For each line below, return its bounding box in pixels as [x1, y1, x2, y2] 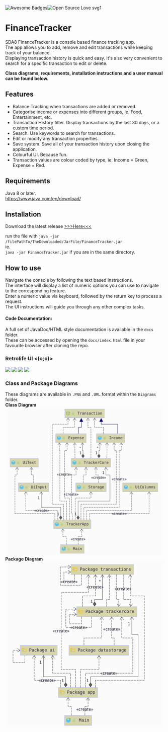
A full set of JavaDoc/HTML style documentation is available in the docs [5, 327, 153, 333]
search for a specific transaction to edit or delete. [5, 60, 108, 66]
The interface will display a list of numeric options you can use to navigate [5, 282, 159, 289]
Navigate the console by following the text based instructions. [5, 277, 133, 283]
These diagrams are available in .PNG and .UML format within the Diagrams [5, 391, 156, 397]
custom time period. [12, 125, 54, 131]
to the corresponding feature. [5, 288, 66, 294]
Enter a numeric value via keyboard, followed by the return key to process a [5, 293, 162, 299]
